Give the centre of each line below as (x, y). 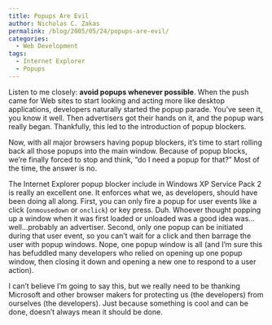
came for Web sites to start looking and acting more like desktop (117, 100)
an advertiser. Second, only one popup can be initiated (151, 227)
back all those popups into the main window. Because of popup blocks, (128, 150)
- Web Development (47, 46)
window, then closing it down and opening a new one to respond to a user (132, 262)
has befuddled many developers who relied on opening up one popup (125, 253)
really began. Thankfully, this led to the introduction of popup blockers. (127, 126)
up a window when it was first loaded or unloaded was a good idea (121, 218)
